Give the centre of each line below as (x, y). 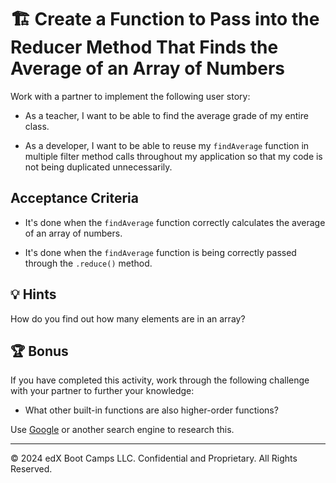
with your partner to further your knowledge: (102, 391)
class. (37, 126)
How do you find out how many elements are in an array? (128, 318)
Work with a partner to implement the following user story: (130, 96)
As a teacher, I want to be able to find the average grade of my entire (166, 115)
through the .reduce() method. (88, 263)
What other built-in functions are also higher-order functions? (151, 410)
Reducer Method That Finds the (144, 47)
